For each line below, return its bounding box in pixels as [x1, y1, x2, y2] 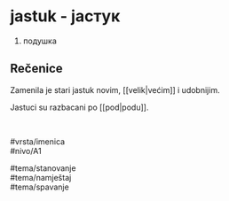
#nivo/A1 [10, 145, 43, 156]
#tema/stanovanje [10, 162, 76, 174]
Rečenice [10, 61, 63, 76]
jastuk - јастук [10, 6, 121, 27]
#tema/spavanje [10, 182, 69, 192]
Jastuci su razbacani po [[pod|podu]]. [10, 102, 149, 112]
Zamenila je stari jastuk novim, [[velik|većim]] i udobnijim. [10, 84, 220, 95]
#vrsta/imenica [10, 135, 66, 147]
